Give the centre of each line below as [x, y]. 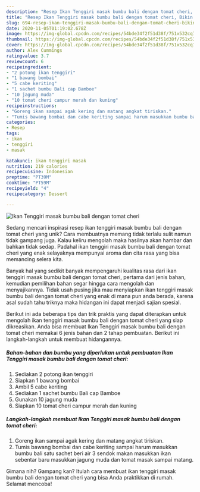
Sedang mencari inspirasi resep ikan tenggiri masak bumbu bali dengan [94, 227]
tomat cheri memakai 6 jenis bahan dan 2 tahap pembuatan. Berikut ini [93, 333]
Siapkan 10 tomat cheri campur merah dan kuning [76, 406]
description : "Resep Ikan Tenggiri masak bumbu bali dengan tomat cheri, [100, 12]
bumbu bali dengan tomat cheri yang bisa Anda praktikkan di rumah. [90, 477]
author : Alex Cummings [34, 51]
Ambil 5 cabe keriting [41, 387]
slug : [13, 23]
